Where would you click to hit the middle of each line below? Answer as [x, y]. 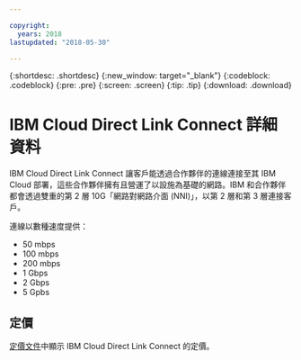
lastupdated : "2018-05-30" [60, 42]
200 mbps [41, 264]
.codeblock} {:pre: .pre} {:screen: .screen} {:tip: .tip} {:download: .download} [150, 85]
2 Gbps [36, 283]
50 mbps [39, 245]
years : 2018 [40, 34]
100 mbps [40, 254]
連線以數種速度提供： [49, 227]
